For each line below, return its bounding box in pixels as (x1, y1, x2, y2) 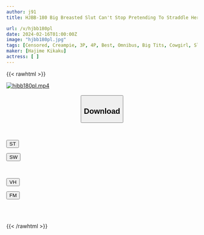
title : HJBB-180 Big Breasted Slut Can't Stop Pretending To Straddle (6, 15, 189, 21)
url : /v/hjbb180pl (6, 25, 53, 31)
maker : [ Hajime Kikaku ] (6, 48, 67, 55)
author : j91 (6, 8, 36, 15)
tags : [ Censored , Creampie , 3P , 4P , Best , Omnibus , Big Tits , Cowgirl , (6, 42, 192, 48)
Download (84, 107, 120, 116)
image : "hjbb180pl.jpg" (6, 37, 67, 43)
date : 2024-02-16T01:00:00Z (6, 31, 78, 37)
